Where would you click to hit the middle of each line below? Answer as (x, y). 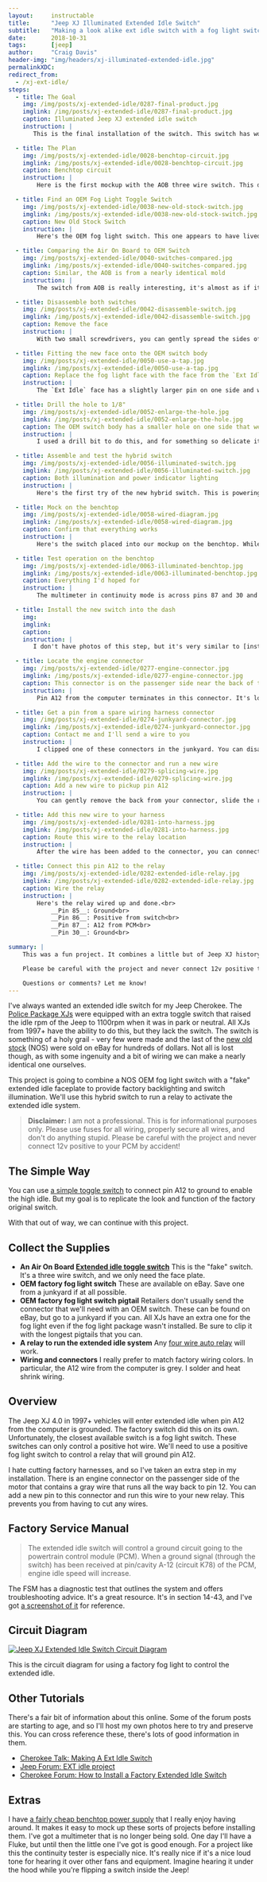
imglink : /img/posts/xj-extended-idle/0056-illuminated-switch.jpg (136, 470)
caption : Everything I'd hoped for (81, 581)
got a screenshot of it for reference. (67, 1605)
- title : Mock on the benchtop (67, 507)
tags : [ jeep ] (41, 45)
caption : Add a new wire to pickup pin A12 (96, 786)
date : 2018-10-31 (48, 38)
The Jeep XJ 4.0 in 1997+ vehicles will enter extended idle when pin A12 (126, 1420)
